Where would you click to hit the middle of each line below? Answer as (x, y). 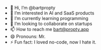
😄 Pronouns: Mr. (28, 36)
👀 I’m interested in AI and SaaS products (52, 13)
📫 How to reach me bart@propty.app (49, 29)
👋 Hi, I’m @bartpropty (33, 8)
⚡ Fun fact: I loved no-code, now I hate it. (53, 42)
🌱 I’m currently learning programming (49, 18)
